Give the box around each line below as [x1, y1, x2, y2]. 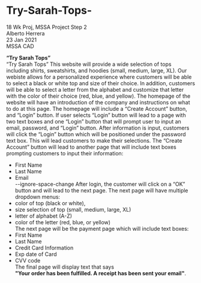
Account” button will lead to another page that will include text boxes [6, 143, 177, 150]
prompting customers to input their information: [6, 149, 124, 156]
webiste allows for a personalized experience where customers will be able [6, 73, 192, 80]
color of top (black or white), [14, 199, 86, 207]
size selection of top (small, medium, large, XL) [14, 206, 131, 213]
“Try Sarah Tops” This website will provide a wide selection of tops [6, 61, 172, 68]
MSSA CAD [6, 43, 34, 50]
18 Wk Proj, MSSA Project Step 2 [6, 23, 87, 31]
